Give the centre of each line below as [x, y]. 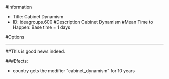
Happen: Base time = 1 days [41, 27]
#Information [19, 7]
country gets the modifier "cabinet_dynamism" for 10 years [73, 71]
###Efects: [17, 61]
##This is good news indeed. [35, 51]
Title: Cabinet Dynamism [38, 17]
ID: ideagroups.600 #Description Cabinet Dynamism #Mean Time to [83, 22]
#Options [15, 37]
